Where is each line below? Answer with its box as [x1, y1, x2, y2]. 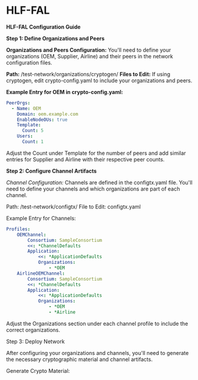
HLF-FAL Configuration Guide [6, 23, 81, 30]
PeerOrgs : [6, 99, 31, 106]
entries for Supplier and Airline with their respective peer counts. [6, 155, 165, 163]
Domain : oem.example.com [17, 111, 78, 117]
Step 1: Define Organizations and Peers [6, 35, 105, 42]
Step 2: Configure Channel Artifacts [6, 167, 97, 175]
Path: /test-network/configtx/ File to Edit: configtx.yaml [6, 203, 141, 210]
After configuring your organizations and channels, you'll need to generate [6, 349, 189, 356]
